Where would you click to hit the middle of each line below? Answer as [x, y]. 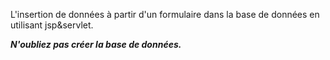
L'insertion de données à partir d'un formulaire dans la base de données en [165, 14]
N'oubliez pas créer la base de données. [96, 44]
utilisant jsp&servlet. [52, 25]
